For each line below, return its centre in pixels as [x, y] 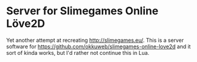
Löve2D [26, 24]
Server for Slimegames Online [82, 11]
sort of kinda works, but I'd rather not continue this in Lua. [78, 52]
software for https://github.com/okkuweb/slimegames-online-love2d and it [99, 46]
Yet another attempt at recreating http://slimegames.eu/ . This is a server [95, 40]
